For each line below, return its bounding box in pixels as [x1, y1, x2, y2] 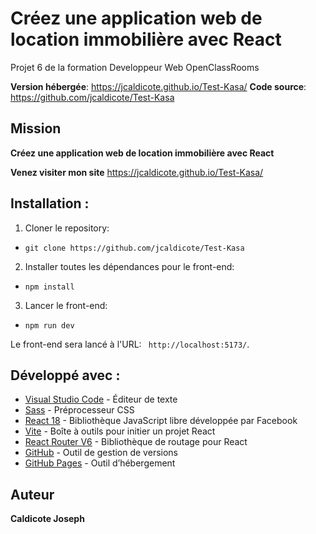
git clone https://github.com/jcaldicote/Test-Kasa [24, 243, 245, 253]
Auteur [10, 486, 55, 503]
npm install [24, 282, 75, 292]
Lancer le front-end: [24, 299, 108, 311]
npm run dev [24, 320, 75, 331]
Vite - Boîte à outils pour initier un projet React [24, 425, 216, 437]
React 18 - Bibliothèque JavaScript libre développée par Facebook [24, 415, 298, 427]
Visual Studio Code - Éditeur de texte [24, 393, 178, 406]
